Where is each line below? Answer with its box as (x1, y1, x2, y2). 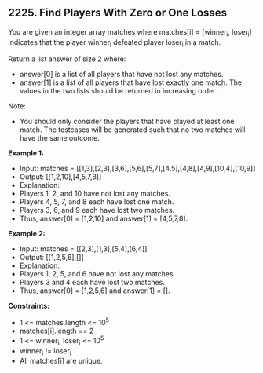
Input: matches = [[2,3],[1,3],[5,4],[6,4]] (19, 244, 148, 254)
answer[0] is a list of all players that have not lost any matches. (19, 70, 224, 79)
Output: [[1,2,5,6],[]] (19, 253, 84, 262)
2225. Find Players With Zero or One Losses (8, 6, 228, 20)
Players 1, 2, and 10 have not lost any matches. (19, 188, 171, 199)
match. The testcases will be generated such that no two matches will (19, 125, 246, 134)
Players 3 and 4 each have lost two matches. (19, 278, 165, 287)
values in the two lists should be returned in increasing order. (19, 86, 217, 96)
